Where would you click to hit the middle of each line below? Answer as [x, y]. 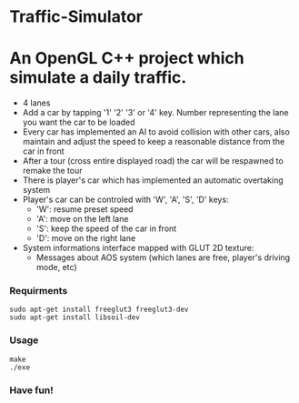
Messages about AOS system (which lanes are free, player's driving [163, 257]
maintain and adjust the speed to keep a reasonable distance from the [154, 142]
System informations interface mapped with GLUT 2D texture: [138, 248]
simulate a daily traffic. [98, 78]
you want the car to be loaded [79, 122]
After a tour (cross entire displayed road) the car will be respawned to [153, 161]
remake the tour [52, 171]
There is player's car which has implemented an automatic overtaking [153, 180]
